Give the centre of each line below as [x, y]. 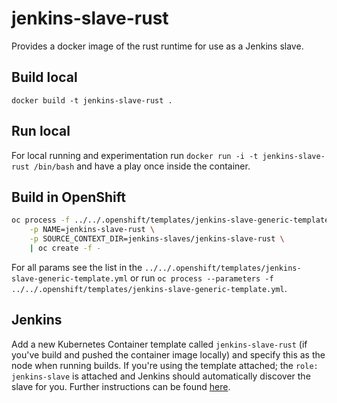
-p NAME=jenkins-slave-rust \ [92, 230]
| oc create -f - [65, 248]
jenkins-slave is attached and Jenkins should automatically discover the [161, 376]
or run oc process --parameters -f [202, 278]
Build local [44, 77]
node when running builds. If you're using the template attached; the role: [165, 365]
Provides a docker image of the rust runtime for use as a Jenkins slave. [157, 46]
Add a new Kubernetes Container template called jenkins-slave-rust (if [159, 344]
